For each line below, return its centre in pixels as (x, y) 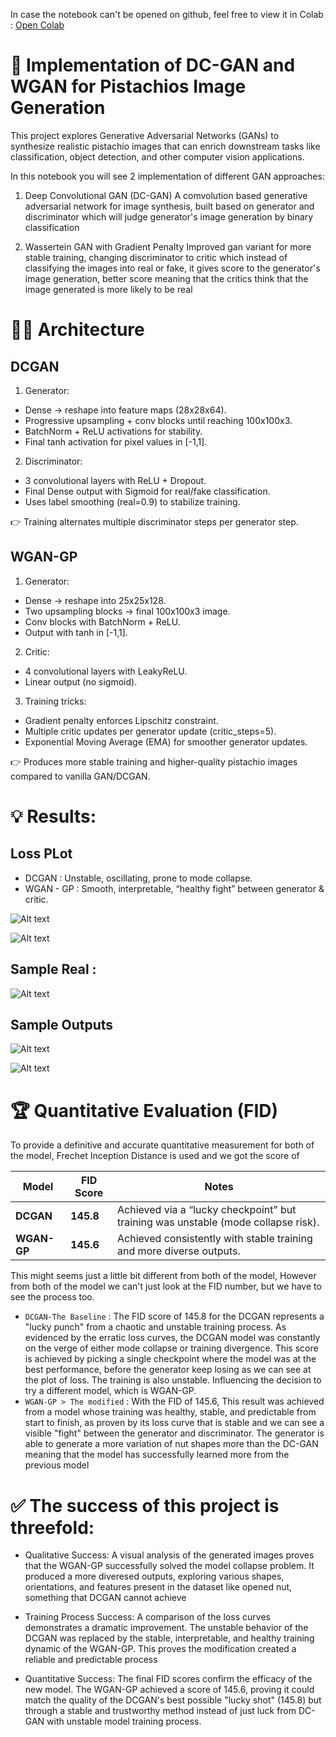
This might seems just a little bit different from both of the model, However (163, 1276)
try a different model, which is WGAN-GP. (110, 1391)
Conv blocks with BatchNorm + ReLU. (102, 621)
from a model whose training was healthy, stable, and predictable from (170, 1412)
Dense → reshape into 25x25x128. (95, 600)
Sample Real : (53, 969)
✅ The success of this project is (145, 1505)
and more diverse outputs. (179, 1251)
